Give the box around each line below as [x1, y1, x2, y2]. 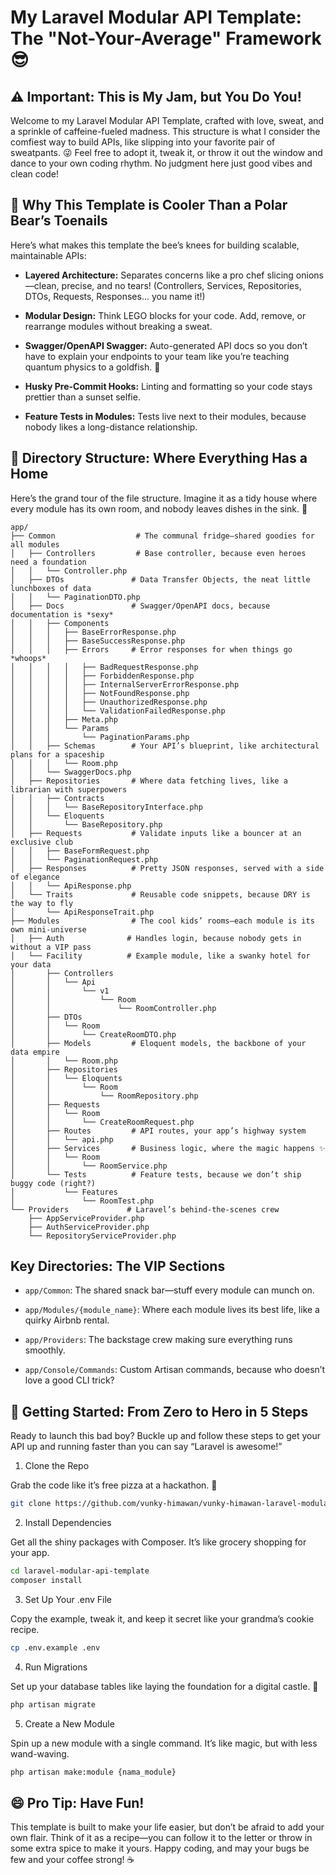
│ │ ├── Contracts [10, 793, 105, 803]
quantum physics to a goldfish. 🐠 [24, 361, 161, 373]
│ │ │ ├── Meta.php [10, 714, 118, 725]
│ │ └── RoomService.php [10, 1161, 168, 1171]
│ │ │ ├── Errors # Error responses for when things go [10, 644, 293, 655]
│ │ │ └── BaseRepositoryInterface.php [10, 802, 203, 812]
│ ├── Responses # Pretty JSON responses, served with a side [10, 863, 325, 873]
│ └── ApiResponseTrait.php [10, 907, 155, 917]
